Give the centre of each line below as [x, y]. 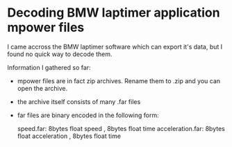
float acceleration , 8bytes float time [69, 136]
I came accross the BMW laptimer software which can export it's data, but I [115, 46]
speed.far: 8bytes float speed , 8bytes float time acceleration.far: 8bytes [121, 128]
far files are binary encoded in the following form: [88, 115]
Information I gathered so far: [49, 67]
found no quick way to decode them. [60, 54]
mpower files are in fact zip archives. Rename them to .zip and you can [119, 80]
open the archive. [42, 88]
